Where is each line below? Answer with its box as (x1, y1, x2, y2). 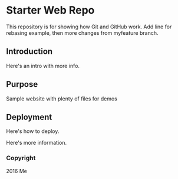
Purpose (6, 79, 38, 89)
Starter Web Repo (6, 4, 95, 17)
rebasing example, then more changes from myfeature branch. (6, 29, 159, 36)
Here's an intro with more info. (6, 62, 80, 69)
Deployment (6, 112, 52, 122)
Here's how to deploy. (6, 128, 60, 135)
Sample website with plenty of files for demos (6, 95, 118, 102)
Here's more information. (6, 139, 67, 147)
